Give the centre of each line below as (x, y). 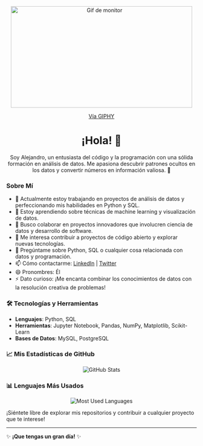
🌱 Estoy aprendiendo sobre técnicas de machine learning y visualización (105, 212)
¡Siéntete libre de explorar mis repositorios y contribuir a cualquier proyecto (100, 413)
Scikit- (179, 325)
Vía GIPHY (101, 116)
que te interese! (26, 419)
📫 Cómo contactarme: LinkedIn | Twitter (66, 263)
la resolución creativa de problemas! (60, 288)
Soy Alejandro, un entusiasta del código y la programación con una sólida (101, 157)
